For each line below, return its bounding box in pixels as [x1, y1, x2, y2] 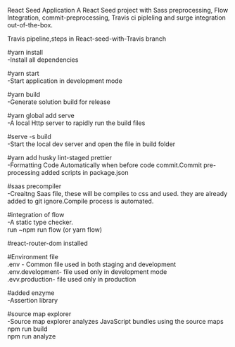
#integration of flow [7, 211, 65, 218]
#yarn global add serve [7, 112, 75, 119]
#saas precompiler [7, 182, 62, 190]
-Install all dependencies [7, 55, 79, 64]
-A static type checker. [7, 218, 74, 226]
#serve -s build [7, 133, 51, 140]
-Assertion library [7, 296, 58, 304]
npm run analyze [7, 332, 56, 340]
